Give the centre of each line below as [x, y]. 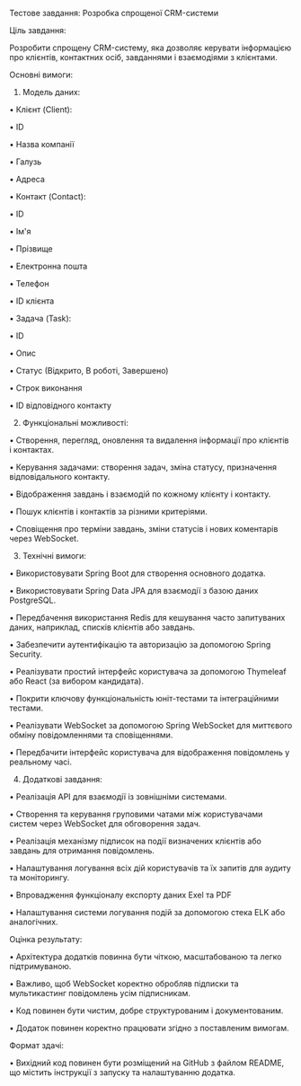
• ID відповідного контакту [61, 405]
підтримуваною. [40, 966]
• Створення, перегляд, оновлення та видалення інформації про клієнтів [149, 440]
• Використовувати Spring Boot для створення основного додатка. [138, 573]
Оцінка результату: [46, 939]
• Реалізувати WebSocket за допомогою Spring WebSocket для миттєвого [151, 725]
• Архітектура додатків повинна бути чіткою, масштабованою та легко [146, 957]
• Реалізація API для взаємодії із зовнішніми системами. [118, 797]
